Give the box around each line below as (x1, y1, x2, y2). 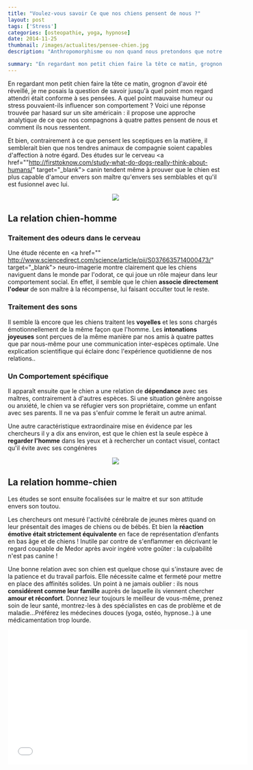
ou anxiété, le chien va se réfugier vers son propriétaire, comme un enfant (8, 401, 217, 410)
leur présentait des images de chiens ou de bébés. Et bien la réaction (8, 522, 204, 531)
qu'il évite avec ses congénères (8, 444, 98, 452)
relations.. (8, 354, 36, 362)
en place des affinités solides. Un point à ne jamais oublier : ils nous (8, 580, 199, 588)
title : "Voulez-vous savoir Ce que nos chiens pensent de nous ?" (8, 10, 201, 17)
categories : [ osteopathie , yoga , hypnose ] (8, 29, 131, 36)
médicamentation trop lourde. (8, 616, 92, 624)
